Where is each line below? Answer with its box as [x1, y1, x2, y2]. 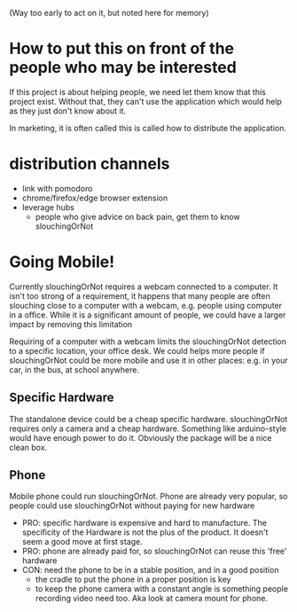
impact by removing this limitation [9, 318, 133, 329]
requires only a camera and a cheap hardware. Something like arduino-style [9, 423, 286, 434]
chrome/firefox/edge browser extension [21, 192, 168, 203]
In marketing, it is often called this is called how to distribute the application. [9, 122, 286, 133]
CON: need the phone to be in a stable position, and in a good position [21, 565, 279, 576]
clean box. [9, 442, 48, 452]
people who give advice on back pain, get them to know [35, 211, 241, 222]
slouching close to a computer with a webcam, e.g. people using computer [9, 300, 282, 310]
